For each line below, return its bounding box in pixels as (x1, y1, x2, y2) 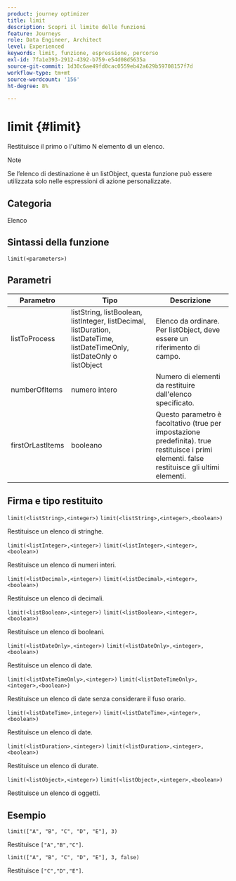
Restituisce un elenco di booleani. (7, 628, 105, 636)
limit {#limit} (7, 119, 82, 135)
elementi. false (155, 453, 204, 463)
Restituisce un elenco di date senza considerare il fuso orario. (7, 695, 186, 703)
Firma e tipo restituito (7, 495, 103, 507)
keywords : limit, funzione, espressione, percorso (7, 50, 159, 57)
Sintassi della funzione (7, 237, 110, 249)
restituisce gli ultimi (155, 462, 220, 472)
